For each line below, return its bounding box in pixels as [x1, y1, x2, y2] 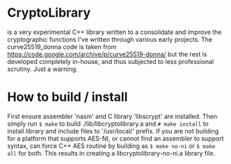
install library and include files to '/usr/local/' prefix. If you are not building [7, 126, 219, 135]
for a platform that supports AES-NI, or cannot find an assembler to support [7, 134, 224, 142]
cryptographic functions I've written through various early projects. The [7, 35, 213, 43]
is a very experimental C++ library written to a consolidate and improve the [7, 28, 222, 36]
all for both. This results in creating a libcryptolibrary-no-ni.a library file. [7, 149, 216, 157]
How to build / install [7, 89, 128, 105]
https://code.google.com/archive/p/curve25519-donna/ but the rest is [7, 50, 207, 58]
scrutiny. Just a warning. [7, 65, 78, 73]
